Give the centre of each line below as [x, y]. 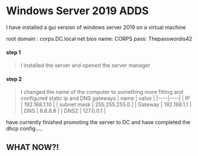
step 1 [14, 52]
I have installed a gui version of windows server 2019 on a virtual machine [96, 27]
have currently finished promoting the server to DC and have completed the [98, 122]
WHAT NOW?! [33, 147]
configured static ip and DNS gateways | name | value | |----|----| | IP [105, 98]
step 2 [14, 79]
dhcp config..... [25, 129]
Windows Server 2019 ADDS [77, 11]
